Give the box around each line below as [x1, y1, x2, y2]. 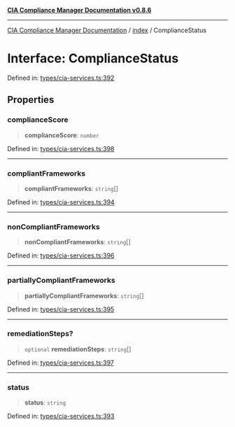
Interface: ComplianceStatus [7, 50, 179, 66]
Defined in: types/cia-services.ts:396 [7, 251, 115, 260]
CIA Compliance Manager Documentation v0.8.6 [7, 6, 152, 14]
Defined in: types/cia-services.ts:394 [7, 197, 115, 206]
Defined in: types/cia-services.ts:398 [7, 144, 115, 153]
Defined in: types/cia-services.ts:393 [7, 412, 115, 421]
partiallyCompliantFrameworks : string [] [24, 291, 145, 300]
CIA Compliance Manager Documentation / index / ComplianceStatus [7, 26, 207, 34]
